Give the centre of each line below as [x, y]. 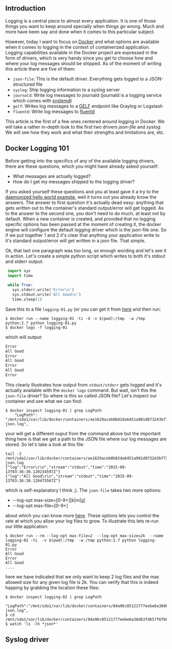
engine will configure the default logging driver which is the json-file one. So [86, 230]
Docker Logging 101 [37, 148]
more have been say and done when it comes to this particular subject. [80, 32]
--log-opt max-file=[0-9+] [40, 505]
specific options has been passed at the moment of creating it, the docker [83, 224]
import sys [19, 271]
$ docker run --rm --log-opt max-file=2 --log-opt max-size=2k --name [84, 536]
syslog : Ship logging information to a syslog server [66, 90]
